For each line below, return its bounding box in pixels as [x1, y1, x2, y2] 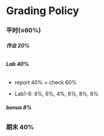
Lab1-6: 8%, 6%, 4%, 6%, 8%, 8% [14, 90, 99, 97]
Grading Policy [6, 4, 79, 18]
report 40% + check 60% [14, 78, 78, 86]
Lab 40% [6, 61, 29, 68]
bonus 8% [6, 104, 32, 111]
